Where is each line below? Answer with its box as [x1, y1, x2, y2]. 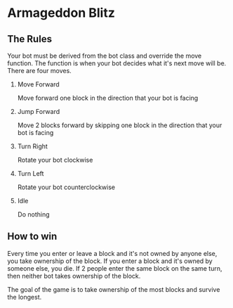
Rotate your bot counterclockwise [17, 183, 116, 191]
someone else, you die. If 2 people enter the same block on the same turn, [7, 264, 222, 272]
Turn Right [17, 142, 48, 150]
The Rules [7, 33, 53, 45]
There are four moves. [7, 67, 72, 75]
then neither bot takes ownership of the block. [7, 271, 141, 280]
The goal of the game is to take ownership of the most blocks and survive [7, 285, 220, 293]
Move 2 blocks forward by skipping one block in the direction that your [17, 121, 222, 129]
